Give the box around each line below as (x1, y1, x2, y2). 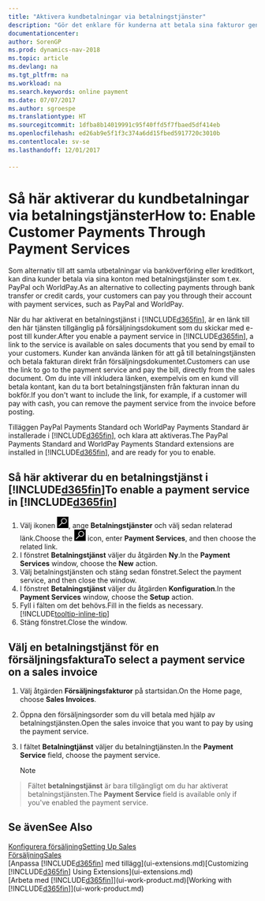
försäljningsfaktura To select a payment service (8, 653, 246, 666)
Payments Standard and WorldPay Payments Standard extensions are (8, 439, 234, 449)
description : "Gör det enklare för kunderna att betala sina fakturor (8, 21, 245, 29)
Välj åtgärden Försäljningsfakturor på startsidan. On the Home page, (19, 686, 243, 696)
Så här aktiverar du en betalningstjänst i (8, 470, 209, 484)
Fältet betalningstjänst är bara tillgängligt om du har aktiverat (27, 781, 229, 790)
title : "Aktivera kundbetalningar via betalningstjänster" (8, 13, 207, 21)
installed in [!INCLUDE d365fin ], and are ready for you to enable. (8, 447, 216, 458)
